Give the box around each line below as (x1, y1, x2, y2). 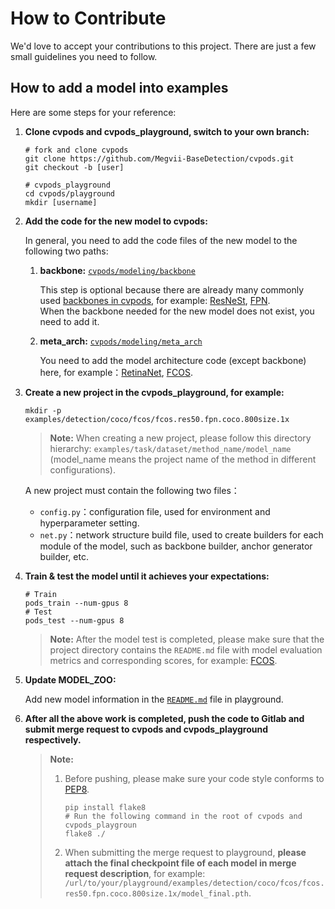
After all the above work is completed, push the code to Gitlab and (24, 712, 305, 724)
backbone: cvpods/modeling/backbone (39, 264, 196, 276)
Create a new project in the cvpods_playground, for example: (24, 386, 285, 398)
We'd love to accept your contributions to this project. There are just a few (10, 40, 317, 52)
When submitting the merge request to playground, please (64, 846, 307, 858)
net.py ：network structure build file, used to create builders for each (39, 528, 324, 541)
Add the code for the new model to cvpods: (24, 215, 208, 227)
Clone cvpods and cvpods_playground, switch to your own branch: (24, 125, 310, 137)
